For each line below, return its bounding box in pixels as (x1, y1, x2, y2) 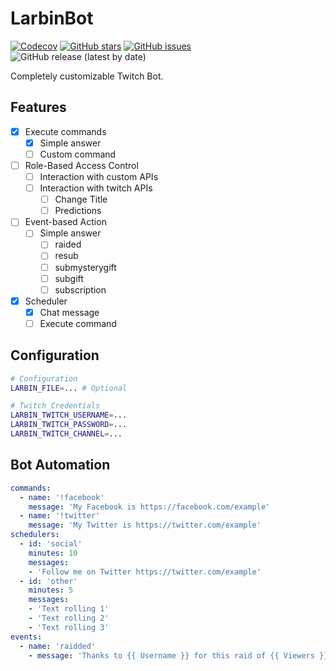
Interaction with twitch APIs (39, 182, 153, 194)
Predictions (54, 205, 102, 217)
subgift (54, 272, 84, 284)
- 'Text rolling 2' (28, 613, 110, 623)
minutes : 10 (28, 548, 78, 558)
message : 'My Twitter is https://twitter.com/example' (28, 520, 262, 531)
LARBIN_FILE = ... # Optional (10, 383, 128, 393)
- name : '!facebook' (19, 492, 105, 502)
